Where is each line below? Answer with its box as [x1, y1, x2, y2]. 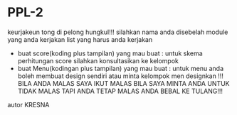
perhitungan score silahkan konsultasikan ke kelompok [17, 56, 179, 65]
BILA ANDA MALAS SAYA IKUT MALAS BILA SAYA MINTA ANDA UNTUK [17, 79, 230, 87]
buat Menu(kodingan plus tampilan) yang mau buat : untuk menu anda [17, 64, 224, 72]
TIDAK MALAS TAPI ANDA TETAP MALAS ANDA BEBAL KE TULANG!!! [17, 87, 223, 95]
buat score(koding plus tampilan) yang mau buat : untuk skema [17, 49, 203, 57]
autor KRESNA [7, 100, 50, 109]
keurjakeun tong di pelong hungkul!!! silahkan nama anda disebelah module [7, 28, 228, 36]
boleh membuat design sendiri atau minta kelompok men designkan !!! [17, 72, 224, 80]
